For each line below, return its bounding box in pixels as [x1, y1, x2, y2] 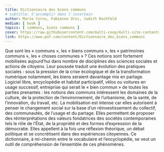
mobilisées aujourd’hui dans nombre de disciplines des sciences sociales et [5, 58, 158, 64]
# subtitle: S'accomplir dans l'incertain [5, 12, 93, 17]
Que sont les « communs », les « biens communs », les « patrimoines [5, 47, 144, 54]
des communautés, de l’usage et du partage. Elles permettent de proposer [5, 110, 155, 116]
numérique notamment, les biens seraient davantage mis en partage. [5, 74, 144, 80]
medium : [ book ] [5, 21, 41, 26]
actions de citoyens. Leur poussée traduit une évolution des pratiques [5, 63, 145, 69]
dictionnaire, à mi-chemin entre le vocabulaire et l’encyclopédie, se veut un [5, 136, 156, 142]
